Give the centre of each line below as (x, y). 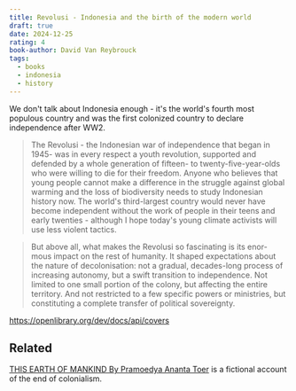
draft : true (31, 26)
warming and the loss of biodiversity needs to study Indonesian (147, 192)
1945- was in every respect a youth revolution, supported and (144, 154)
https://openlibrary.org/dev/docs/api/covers (90, 320)
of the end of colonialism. (56, 379)
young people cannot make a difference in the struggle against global (158, 182)
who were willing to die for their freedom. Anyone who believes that (154, 173)
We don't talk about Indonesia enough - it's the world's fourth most (132, 108)
